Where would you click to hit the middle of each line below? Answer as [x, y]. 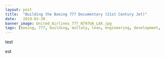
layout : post [19, 10]
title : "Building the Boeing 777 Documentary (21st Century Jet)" [76, 14]
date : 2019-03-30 [25, 19]
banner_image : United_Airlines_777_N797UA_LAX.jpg [58, 23]
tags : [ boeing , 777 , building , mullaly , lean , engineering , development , [83, 28]
